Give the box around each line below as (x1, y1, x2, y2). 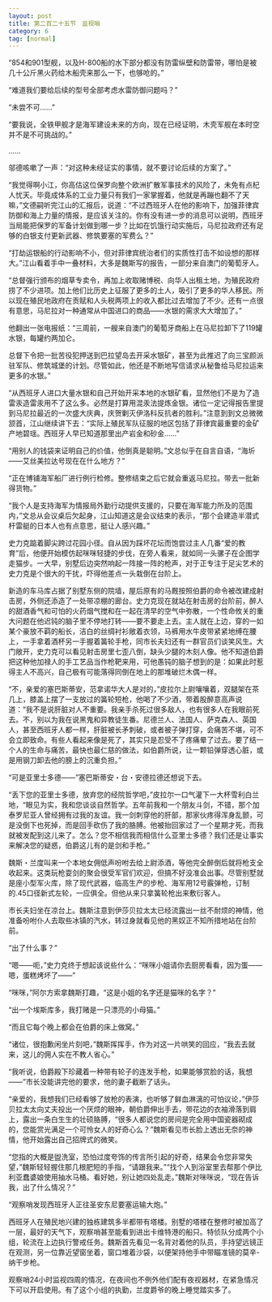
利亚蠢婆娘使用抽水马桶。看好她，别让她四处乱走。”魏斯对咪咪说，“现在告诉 (8, 1172, 260, 1182)
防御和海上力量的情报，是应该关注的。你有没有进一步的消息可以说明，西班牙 (8, 210, 264, 220)
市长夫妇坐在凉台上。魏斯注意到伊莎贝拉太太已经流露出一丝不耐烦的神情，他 (8, 906, 264, 916)
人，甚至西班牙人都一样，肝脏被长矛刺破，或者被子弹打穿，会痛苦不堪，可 (8, 725, 257, 735)
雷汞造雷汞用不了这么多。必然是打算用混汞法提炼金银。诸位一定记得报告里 (8, 399, 257, 408)
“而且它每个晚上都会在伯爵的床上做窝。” (8, 1022, 139, 1032)
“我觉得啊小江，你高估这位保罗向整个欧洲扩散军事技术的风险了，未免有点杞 (8, 180, 261, 190)
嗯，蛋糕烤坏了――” (8, 971, 76, 981)
